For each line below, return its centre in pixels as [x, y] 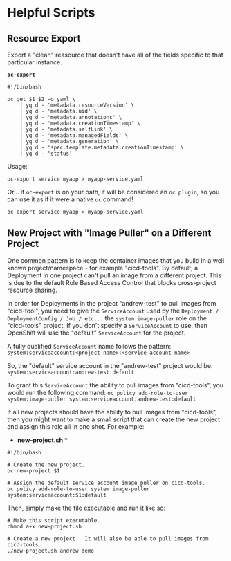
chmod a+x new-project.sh [44, 526]
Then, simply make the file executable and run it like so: [86, 508]
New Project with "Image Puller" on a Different [109, 233]
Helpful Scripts [51, 13]
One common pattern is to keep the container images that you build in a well [116, 260]
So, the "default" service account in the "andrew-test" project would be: [110, 365]
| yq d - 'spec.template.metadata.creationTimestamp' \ [102, 147]
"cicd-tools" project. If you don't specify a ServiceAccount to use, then [107, 325]
